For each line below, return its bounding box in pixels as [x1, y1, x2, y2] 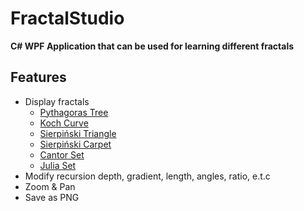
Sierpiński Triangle [39, 127, 117, 139]
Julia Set [39, 159, 77, 171]
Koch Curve [39, 117, 89, 129]
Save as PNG [24, 191, 80, 203]
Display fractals [24, 95, 90, 107]
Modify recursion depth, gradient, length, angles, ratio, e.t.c [24, 170, 271, 182]
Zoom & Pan [24, 180, 76, 192]
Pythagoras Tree [39, 106, 109, 118]
